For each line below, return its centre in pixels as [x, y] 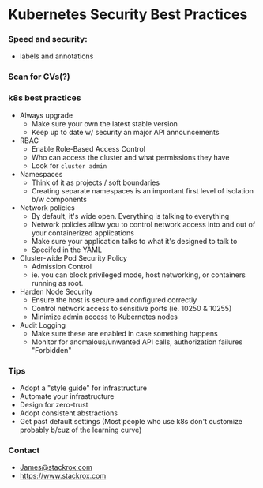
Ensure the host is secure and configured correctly [114, 300]
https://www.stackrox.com [63, 476]
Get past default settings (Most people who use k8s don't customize [131, 421]
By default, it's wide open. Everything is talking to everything [130, 216]
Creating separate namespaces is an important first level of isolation [143, 190]
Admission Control [62, 266]
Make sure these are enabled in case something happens [125, 333]
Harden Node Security [56, 291]
